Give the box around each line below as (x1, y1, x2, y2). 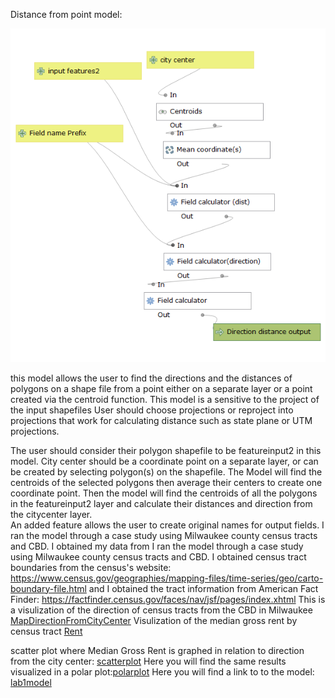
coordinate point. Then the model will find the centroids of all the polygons (10, 487, 318, 499)
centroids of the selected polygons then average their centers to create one (10, 476, 323, 488)
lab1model (10, 676, 52, 688)
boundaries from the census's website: (10, 561, 172, 573)
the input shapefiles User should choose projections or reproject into (10, 404, 294, 416)
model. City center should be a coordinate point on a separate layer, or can (10, 455, 319, 467)
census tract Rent (10, 625, 83, 637)
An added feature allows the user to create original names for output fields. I (10, 519, 325, 531)
